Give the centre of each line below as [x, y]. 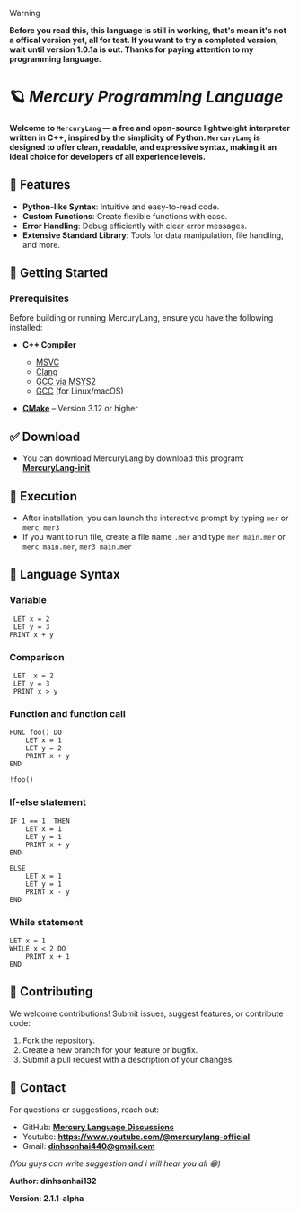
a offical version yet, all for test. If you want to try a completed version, [144, 40]
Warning [25, 13]
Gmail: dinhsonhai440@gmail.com [88, 1146]
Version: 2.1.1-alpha [47, 1198]
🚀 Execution [44, 496]
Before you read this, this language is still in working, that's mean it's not [148, 30]
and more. [41, 244]
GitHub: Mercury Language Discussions [98, 1127]
